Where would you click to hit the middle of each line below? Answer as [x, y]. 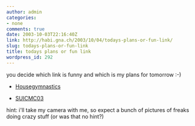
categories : [21, 18]
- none [15, 23]
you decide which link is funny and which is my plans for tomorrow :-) [94, 74]
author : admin [24, 12]
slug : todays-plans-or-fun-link [47, 46]
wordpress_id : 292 [30, 57]
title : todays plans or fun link [49, 52]
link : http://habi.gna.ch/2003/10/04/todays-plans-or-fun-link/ [90, 40]
